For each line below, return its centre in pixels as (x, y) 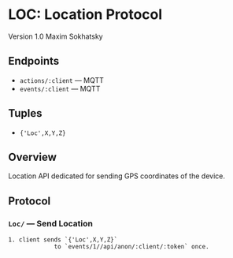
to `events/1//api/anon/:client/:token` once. (132, 247)
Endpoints (34, 61)
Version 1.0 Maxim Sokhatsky (56, 36)
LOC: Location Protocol (85, 15)
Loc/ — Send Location (50, 223)
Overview (33, 157)
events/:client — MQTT (60, 88)
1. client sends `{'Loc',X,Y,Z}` (63, 240)
